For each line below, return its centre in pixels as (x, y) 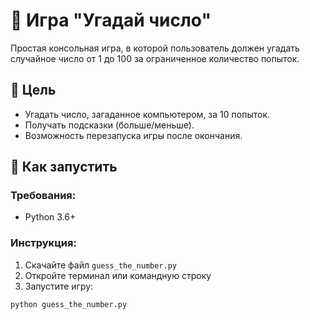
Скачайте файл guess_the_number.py (101, 265)
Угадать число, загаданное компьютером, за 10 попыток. (147, 114)
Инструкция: (43, 243)
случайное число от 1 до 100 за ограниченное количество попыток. (155, 58)
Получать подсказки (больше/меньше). (109, 125)
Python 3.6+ (50, 217)
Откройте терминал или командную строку (118, 275)
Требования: (43, 196)
